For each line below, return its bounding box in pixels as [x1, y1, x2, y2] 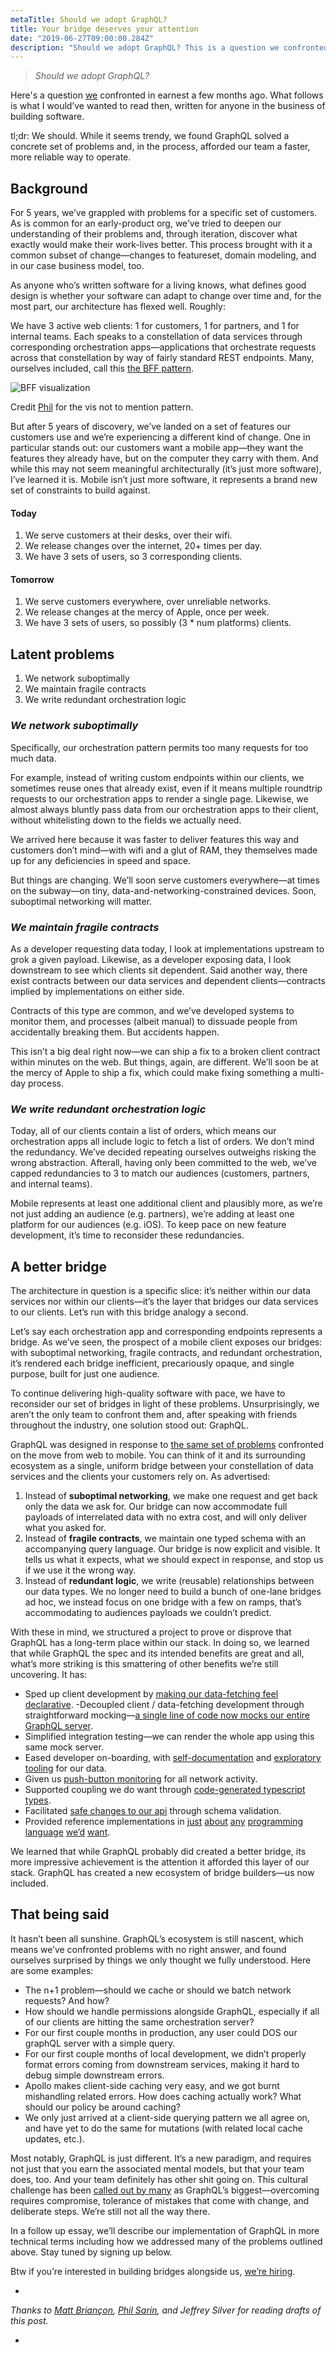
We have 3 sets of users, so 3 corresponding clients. [24, 551, 243, 563]
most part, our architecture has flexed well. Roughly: [10, 301, 226, 313]
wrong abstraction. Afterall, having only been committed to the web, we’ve [10, 1157, 317, 1169]
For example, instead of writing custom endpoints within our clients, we [10, 771, 305, 783]
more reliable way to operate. [10, 151, 132, 163]
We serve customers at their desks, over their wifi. [24, 529, 233, 541]
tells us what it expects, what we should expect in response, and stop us [24, 1553, 324, 1565]
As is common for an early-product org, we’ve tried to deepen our [10, 217, 282, 230]
